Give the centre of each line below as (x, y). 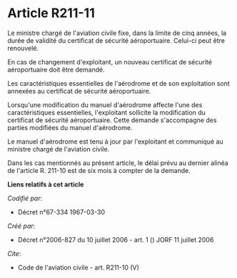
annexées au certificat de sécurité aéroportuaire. (79, 91)
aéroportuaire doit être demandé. (56, 69)
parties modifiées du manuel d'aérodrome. (70, 127)
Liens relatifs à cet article (46, 184)
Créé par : (21, 226)
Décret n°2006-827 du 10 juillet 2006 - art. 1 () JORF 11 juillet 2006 (116, 239)
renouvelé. (23, 48)
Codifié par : (25, 198)
